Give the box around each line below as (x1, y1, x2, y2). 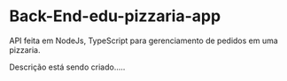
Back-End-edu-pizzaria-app (9, 6, 221, 26)
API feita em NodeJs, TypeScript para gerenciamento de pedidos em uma (9, 35, 279, 46)
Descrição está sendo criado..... (9, 62, 126, 72)
